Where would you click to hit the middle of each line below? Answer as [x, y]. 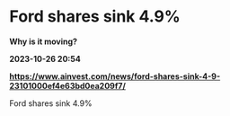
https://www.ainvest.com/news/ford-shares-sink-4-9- [115, 76]
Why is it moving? [44, 41]
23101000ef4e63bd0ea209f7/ [67, 85]
